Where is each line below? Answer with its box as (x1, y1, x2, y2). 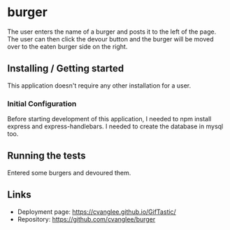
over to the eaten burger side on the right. (7, 42, 128, 50)
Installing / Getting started (7, 62, 124, 74)
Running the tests (7, 150, 86, 162)
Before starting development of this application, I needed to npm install (7, 115, 212, 123)
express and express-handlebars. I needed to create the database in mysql (7, 122, 224, 130)
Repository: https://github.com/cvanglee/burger (17, 215, 156, 223)
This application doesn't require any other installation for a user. (7, 81, 192, 90)
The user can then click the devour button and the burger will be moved (7, 34, 215, 43)
